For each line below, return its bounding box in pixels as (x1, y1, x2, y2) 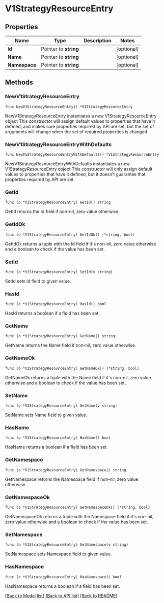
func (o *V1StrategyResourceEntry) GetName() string (5, 334, 115, 339)
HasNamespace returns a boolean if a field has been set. (5, 583, 120, 589)
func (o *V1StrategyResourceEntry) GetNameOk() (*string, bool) (5, 366, 139, 371)
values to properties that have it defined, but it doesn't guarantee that (5, 171, 146, 177)
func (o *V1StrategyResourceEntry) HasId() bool (5, 302, 107, 307)
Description (83, 37, 112, 44)
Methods (5, 78, 33, 87)
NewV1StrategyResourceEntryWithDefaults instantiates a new (5, 161, 130, 167)
